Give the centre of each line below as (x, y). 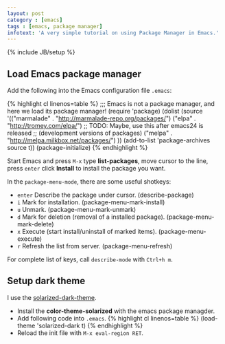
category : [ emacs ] (35, 20)
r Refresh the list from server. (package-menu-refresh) (95, 246)
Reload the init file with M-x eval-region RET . (80, 333)
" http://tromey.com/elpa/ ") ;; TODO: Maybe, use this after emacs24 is (105, 126)
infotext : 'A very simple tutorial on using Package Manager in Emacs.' (113, 33)
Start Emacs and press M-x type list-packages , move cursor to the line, (108, 161)
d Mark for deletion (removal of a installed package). (91, 217)
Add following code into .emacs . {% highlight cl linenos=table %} (108, 318)
